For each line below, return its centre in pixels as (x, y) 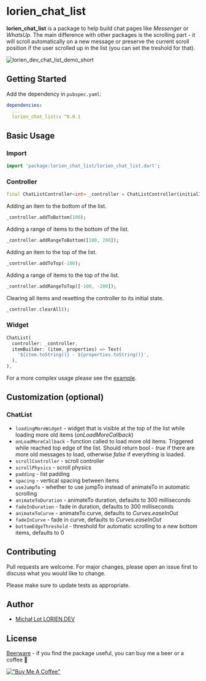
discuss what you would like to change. (56, 573)
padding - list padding (42, 473)
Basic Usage (31, 135)
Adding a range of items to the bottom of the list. (68, 229)
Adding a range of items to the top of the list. (63, 275)
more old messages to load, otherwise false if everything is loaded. (100, 454)
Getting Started (36, 79)
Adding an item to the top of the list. (51, 252)
